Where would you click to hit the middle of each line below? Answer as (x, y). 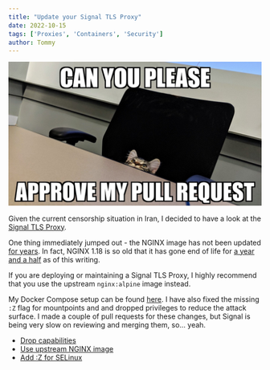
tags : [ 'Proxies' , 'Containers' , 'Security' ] (86, 34)
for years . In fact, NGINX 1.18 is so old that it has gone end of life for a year (131, 251)
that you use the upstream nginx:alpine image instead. (100, 283)
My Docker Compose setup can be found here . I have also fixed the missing (134, 299)
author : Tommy (32, 43)
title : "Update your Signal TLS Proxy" (75, 17)
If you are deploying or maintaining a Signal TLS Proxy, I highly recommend (133, 275)
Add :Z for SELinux (51, 357)
